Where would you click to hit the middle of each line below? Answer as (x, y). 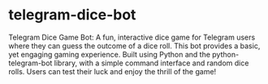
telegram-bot (30, 63)
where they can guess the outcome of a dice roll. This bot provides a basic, (134, 45)
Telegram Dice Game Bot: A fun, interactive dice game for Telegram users (132, 37)
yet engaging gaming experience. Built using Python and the (110, 54)
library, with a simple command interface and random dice (151, 63)
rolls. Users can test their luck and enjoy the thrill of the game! (112, 71)
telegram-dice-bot (72, 15)
